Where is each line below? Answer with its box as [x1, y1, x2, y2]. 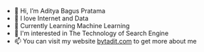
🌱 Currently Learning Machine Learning [14, 22, 130, 30]
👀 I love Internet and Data [14, 14, 89, 22]
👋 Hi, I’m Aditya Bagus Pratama [14, 7, 105, 15]
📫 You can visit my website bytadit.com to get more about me [14, 37, 197, 45]
